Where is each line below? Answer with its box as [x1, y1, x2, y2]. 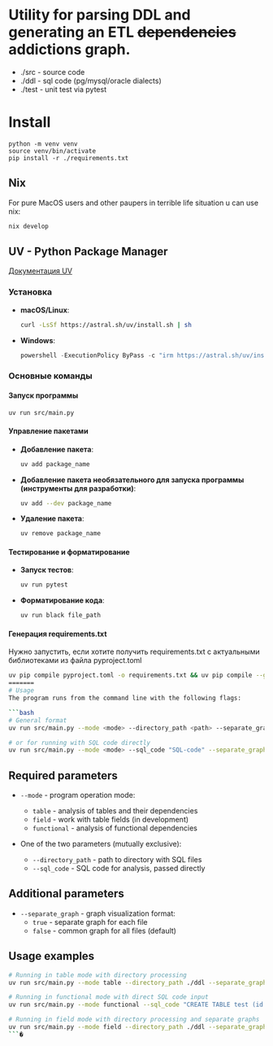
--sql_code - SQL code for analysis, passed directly [32, 864, 206, 874]
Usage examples [8, 949, 95, 963]
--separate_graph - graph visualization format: [19, 909, 176, 918]
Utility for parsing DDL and [8, 6, 191, 24]
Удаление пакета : [19, 514, 84, 524]
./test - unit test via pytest [19, 84, 107, 94]
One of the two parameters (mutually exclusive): [19, 839, 182, 849]
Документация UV [8, 266, 73, 276]
